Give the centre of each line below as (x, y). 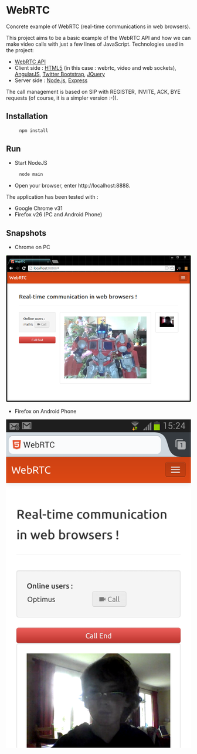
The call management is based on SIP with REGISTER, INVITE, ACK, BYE (93, 91)
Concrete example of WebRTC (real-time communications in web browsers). (98, 26)
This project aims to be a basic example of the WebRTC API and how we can (98, 38)
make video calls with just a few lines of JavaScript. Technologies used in (95, 44)
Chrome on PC (32, 247)
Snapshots (26, 233)
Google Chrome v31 (38, 208)
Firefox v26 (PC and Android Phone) (58, 215)
